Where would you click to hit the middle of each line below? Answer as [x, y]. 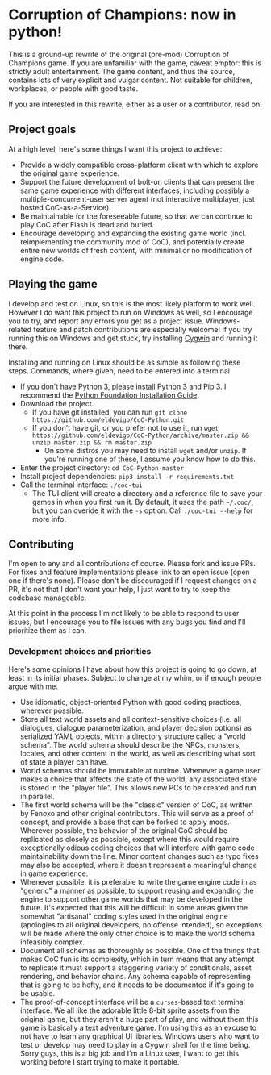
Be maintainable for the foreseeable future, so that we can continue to [136, 216]
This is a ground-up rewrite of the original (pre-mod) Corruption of [119, 54]
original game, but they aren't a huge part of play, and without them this [139, 1019]
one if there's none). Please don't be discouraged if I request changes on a [133, 581]
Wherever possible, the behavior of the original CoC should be [124, 830]
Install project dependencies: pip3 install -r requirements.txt [127, 476]
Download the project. [57, 403]
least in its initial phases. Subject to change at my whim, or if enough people [135, 677]
